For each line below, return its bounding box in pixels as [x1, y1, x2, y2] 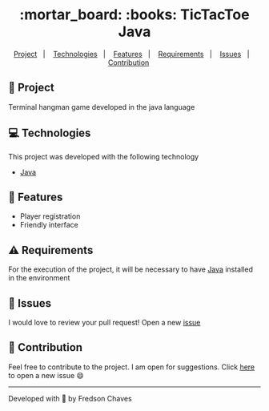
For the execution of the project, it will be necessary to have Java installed [8, 264, 254, 274]
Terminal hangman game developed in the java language [8, 102, 195, 111]
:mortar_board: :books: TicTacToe [19, 6, 250, 24]
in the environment [8, 273, 70, 283]
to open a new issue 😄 [8, 370, 84, 380]
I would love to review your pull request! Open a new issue [8, 318, 201, 327]
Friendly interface [19, 220, 78, 230]
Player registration [19, 212, 81, 221]
